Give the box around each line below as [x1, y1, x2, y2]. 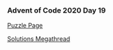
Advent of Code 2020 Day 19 [7, 6, 106, 15]
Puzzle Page [7, 22, 43, 30]
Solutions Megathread [7, 35, 71, 43]
